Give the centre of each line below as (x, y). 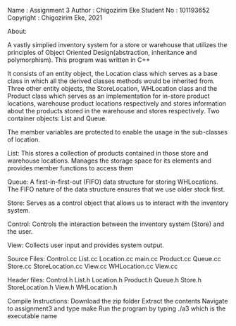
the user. (20, 231)
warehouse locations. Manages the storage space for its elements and (109, 161)
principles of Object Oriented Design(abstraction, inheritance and (102, 52)
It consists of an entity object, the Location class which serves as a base (113, 74)
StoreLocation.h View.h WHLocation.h (62, 287)
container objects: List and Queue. (57, 118)
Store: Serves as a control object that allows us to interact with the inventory (118, 203)
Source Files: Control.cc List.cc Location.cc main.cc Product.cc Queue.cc (114, 259)
